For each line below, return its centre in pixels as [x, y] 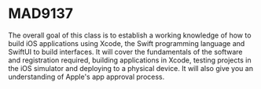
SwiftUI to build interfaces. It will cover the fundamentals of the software [125, 52]
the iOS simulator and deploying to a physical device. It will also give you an [131, 68]
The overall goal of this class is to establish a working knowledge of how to [130, 35]
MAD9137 [40, 14]
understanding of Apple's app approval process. [86, 77]
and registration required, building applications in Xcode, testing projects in [130, 60]
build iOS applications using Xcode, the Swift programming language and [127, 43]
